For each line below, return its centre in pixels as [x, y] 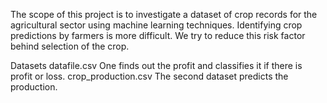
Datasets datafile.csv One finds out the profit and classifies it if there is [156, 65]
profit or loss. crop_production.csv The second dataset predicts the [149, 76]
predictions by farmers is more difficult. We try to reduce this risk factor [158, 35]
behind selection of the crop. [70, 46]
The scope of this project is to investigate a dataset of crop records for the [164, 14]
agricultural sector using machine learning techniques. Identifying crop [156, 25]
